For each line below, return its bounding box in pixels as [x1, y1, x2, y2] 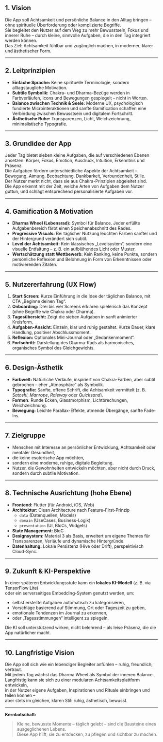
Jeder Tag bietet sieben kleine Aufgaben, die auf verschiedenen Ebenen [5, 152, 149, 158]
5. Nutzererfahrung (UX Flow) [5, 280, 97, 289]
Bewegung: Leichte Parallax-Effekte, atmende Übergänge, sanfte [12, 408, 143, 413]
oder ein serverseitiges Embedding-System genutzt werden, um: [5, 590, 134, 596]
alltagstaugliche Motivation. [12, 85, 68, 91]
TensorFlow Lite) [5, 585, 39, 591]
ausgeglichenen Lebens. [16, 726, 66, 732]
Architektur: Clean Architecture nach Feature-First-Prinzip [12, 507, 130, 513]
